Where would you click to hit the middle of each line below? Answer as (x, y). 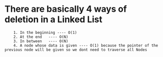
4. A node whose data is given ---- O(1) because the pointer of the (86, 45)
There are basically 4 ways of (66, 9)
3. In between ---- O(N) (41, 41)
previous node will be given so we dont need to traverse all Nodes (76, 50)
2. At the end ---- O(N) (41, 37)
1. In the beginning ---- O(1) (45, 32)
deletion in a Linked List (53, 19)
